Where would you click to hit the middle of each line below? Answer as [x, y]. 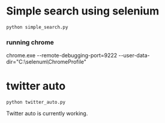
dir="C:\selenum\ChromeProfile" [46, 62]
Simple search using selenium [83, 11]
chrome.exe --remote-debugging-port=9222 [62, 55]
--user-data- [134, 55]
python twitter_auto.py [36, 102]
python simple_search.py [37, 27]
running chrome [30, 42]
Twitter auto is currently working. [47, 113]
